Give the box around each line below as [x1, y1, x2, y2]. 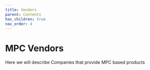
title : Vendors [5, 7, 37, 12]
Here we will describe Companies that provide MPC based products [5, 59, 145, 65]
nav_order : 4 [5, 21, 32, 26]
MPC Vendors [5, 43, 64, 54]
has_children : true [5, 16, 46, 21]
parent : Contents [5, 12, 41, 17]
